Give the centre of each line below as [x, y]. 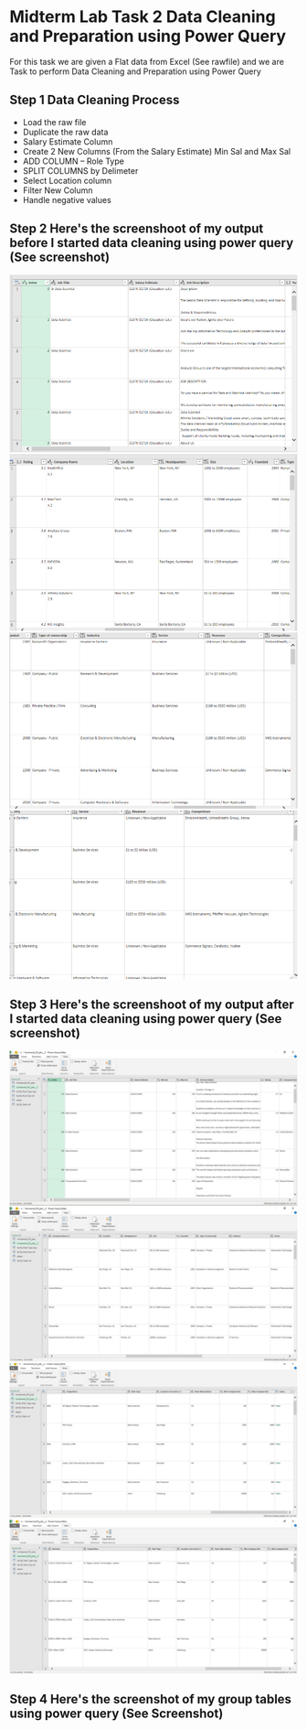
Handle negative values [67, 199]
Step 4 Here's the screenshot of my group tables [151, 1699]
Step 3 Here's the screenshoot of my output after [152, 1005]
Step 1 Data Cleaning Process [95, 100]
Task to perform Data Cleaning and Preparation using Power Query [136, 71]
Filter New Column [58, 190]
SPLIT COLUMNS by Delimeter [80, 170]
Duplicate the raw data [65, 132]
